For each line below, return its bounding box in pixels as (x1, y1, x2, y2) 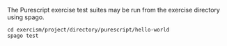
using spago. (7, 13, 45, 21)
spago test (7, 32, 39, 39)
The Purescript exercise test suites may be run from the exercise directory (7, 6, 221, 14)
